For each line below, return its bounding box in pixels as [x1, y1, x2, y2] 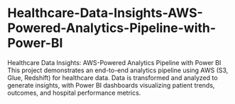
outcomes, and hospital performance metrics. [7, 88, 141, 97]
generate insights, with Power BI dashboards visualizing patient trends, [7, 81, 215, 89]
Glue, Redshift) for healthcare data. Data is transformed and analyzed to [7, 73, 218, 82]
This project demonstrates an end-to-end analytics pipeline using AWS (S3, [7, 66, 229, 74]
